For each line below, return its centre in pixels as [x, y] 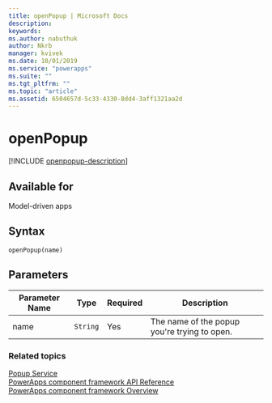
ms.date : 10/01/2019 [43, 62]
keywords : [25, 31]
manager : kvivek [36, 53]
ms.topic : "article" [43, 91]
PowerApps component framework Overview [83, 390]
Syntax [27, 231]
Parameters [38, 275]
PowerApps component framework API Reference [91, 382]
